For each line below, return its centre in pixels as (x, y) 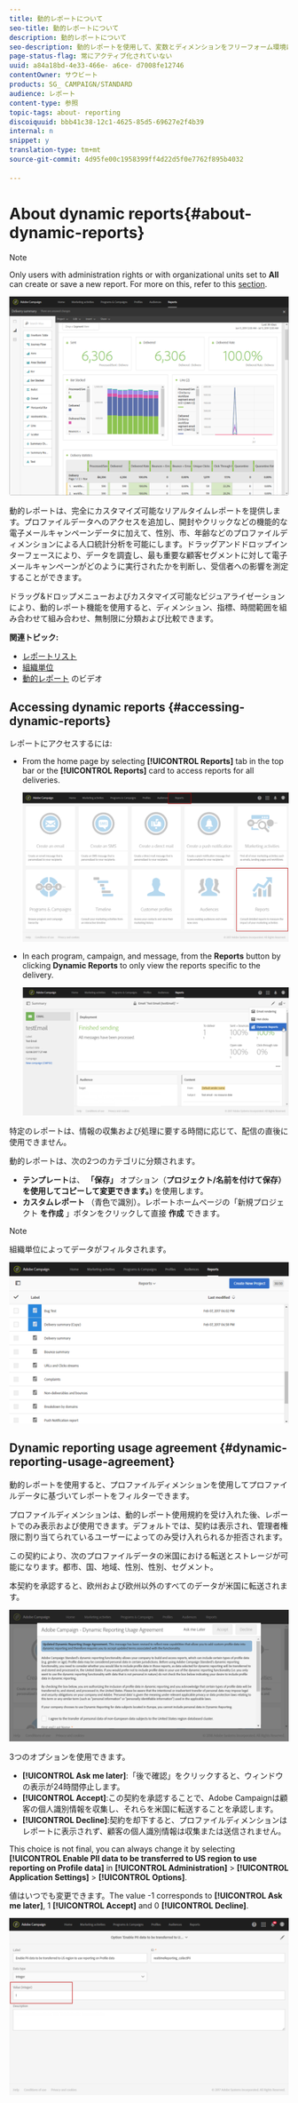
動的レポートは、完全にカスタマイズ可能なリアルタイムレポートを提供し (141, 511)
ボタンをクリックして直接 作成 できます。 (149, 1213)
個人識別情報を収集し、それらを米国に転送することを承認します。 (158, 1809)
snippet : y (29, 141)
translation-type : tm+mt (55, 150)
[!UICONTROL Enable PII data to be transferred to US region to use (133, 1859)
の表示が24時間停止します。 (73, 1787)
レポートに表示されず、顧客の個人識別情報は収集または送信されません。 (154, 1831)
